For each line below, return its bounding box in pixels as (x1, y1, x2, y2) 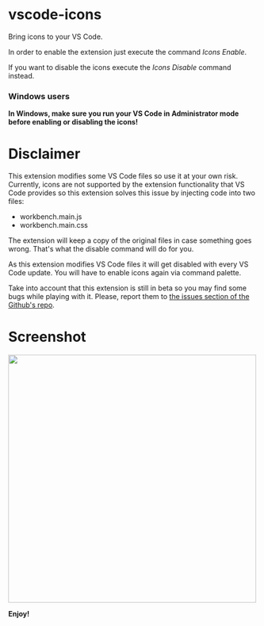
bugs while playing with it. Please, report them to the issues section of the (8, 292, 250, 301)
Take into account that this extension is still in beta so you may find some (8, 283, 247, 293)
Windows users (8, 90, 70, 102)
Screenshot (8, 328, 86, 346)
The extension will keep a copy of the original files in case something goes (8, 236, 252, 245)
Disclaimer (8, 145, 81, 163)
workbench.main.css (19, 221, 89, 230)
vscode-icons (8, 6, 101, 24)
